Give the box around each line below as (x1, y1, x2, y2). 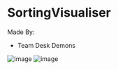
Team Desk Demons (17, 41, 75, 49)
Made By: (7, 28, 35, 36)
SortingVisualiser (7, 5, 112, 21)
